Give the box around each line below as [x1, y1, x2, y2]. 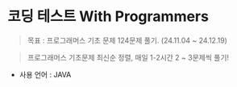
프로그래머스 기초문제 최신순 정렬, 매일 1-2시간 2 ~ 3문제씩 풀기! [27, 52, 230, 62]
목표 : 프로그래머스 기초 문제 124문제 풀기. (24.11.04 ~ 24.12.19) [27, 35, 227, 45]
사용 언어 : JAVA [19, 69, 72, 79]
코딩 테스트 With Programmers [7, 7, 209, 26]
